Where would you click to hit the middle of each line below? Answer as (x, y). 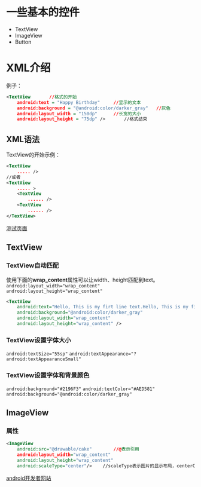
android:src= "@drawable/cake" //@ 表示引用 (78, 449)
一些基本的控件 (43, 12)
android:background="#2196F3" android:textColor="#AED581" (81, 389)
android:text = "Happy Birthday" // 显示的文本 (79, 102)
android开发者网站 (29, 478)
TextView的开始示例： (33, 155)
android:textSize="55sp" (37, 354)
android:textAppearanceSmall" (44, 359)
